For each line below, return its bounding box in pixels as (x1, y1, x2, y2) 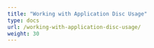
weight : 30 (7, 30, 40, 37)
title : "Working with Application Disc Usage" (7, 10, 148, 18)
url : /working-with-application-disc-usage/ (7, 23, 141, 30)
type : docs (7, 17, 40, 24)
